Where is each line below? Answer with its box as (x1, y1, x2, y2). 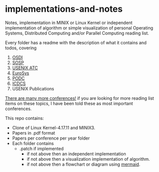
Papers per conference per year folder (12, 135, 90, 141)
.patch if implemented (19, 145, 64, 151)
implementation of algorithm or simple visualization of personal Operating (5, 25, 153, 30)
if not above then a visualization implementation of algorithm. (26, 156, 150, 162)
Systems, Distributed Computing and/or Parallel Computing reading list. (5, 30, 149, 36)
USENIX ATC (12, 65, 38, 71)
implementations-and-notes (5, 3, 123, 15)
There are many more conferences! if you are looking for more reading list (5, 95, 154, 101)
